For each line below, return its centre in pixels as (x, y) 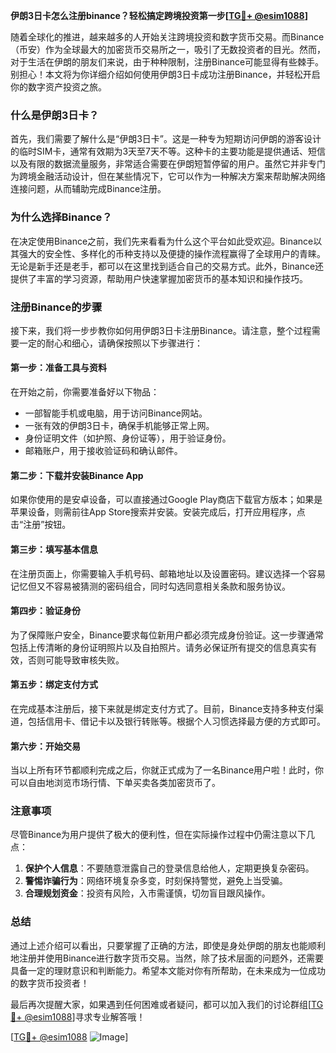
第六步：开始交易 (45, 746)
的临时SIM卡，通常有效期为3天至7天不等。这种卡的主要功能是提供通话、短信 (168, 151)
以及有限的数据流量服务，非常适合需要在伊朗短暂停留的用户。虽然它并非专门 (168, 164)
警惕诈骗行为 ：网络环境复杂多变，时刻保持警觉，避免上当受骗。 (156, 881)
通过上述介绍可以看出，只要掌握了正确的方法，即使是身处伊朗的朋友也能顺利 (168, 945)
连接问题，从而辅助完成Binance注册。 (88, 189)
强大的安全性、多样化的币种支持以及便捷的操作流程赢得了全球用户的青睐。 (172, 253)
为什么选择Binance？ (61, 217)
